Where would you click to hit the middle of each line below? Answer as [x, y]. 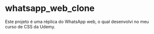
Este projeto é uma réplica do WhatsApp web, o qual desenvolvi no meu [77, 22]
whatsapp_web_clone [50, 8]
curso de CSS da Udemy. [30, 26]
